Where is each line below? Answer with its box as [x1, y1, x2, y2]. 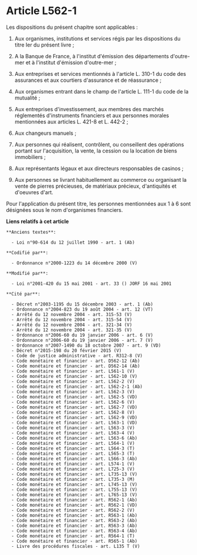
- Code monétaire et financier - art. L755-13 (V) [11, 487, 138, 493]
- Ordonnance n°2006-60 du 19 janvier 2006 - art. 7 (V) [11, 337, 154, 343]
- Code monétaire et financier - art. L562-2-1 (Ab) [11, 384, 143, 390]
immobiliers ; [14, 153, 46, 160]
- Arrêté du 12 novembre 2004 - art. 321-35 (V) [11, 327, 133, 333]
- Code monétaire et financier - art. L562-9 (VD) [11, 414, 138, 420]
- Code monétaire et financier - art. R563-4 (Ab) [11, 528, 138, 534]
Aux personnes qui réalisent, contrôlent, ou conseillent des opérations [14, 141, 185, 148]
